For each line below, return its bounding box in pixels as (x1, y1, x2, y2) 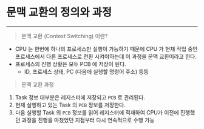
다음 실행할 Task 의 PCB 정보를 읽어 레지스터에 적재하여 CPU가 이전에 (15, 108, 179, 116)
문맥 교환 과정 (21, 81, 54, 88)
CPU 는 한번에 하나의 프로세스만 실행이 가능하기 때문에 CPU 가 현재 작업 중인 (15, 45, 198, 52)
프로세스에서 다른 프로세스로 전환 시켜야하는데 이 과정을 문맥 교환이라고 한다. (15, 53, 197, 60)
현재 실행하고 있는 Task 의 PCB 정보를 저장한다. (15, 101, 126, 108)
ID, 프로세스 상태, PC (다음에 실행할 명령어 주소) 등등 (24, 68, 149, 75)
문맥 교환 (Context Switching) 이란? (21, 32, 108, 39)
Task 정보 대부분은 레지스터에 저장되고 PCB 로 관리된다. (15, 93, 146, 101)
